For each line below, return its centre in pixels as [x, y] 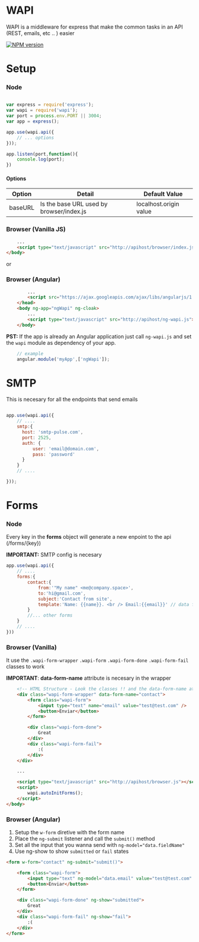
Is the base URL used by [74, 204]
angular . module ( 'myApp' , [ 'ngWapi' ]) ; [63, 359]
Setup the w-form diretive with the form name [70, 832]
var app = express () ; [33, 122]
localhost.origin [158, 204]
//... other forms [50, 616]
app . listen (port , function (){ [42, 154]
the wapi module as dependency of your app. [61, 343]
